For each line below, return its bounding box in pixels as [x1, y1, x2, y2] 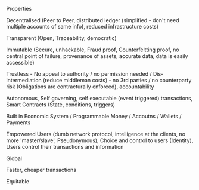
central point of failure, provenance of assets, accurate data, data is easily [6, 53, 188, 59]
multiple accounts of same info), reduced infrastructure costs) [6, 23, 159, 30]
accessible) [6, 59, 35, 66]
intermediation [6, 77, 42, 84]
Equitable [6, 178, 30, 185]
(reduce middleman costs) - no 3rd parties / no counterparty [42, 77, 192, 84]
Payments [6, 119, 31, 126]
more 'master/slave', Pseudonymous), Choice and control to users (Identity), [6, 137, 194, 144]
